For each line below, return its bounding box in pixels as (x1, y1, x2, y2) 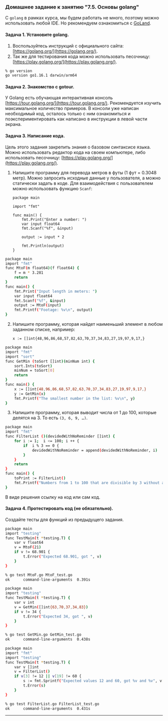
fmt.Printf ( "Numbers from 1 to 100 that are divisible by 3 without (14, 480, 160, 485)
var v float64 (14, 540, 43, 545)
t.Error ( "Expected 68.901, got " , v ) (23, 554, 101, 559)
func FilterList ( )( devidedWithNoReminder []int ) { (5, 434, 115, 439)
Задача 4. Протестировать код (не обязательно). (5, 506, 113, 512)
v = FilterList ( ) (14, 669, 50, 674)
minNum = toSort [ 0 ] (14, 368, 55, 373)
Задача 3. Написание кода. (5, 133, 65, 139)
